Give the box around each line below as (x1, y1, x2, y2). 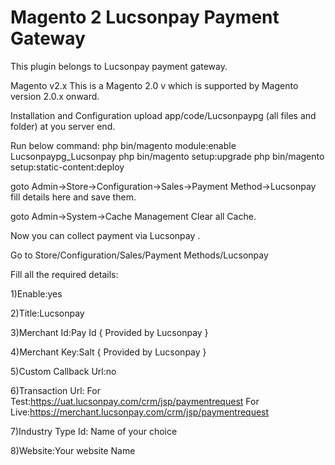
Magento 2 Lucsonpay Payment (10, 6, 280, 29)
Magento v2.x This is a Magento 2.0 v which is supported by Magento (10, 79, 299, 91)
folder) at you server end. (10, 120, 116, 132)
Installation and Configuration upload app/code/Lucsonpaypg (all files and (10, 109, 317, 121)
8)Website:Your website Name (10, 444, 136, 456)
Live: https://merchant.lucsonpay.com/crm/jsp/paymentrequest (10, 406, 270, 418)
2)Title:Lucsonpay (10, 307, 85, 319)
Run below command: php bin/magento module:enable (10, 139, 237, 151)
